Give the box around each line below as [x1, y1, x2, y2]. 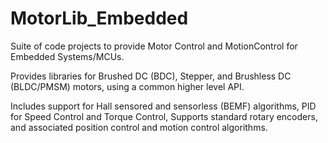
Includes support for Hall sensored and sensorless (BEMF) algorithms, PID [10, 100, 317, 112]
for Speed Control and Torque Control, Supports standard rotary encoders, [10, 110, 318, 122]
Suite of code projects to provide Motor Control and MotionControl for [10, 40, 298, 52]
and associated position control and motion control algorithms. [10, 121, 268, 133]
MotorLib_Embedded [10, 7, 189, 30]
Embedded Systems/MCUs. [10, 50, 125, 62]
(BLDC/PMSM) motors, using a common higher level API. [10, 80, 245, 92]
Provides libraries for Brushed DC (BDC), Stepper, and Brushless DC [10, 70, 292, 82]
